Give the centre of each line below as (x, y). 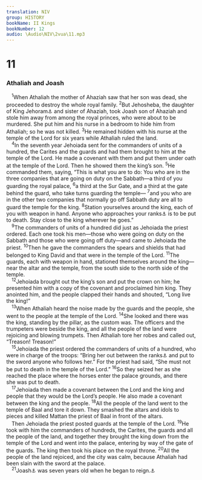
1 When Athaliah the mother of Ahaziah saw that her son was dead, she (99, 97)
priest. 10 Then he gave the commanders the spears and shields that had (96, 247)
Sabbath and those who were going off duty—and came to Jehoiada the (96, 240)
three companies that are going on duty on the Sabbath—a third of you (94, 178)
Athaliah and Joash (35, 83)
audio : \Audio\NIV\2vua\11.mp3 (46, 34)
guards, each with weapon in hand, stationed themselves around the (92, 261)
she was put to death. (33, 382)
